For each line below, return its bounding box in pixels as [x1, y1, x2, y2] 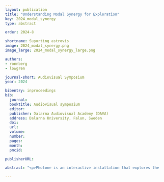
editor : [9, 106, 26, 111]
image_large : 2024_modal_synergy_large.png [5, 48, 96, 53]
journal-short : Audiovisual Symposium [5, 75, 84, 80]
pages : [9, 138, 23, 143]
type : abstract [5, 21, 36, 26]
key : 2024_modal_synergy [5, 16, 56, 21]
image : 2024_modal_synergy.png [5, 43, 69, 48]
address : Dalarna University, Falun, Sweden [9, 116, 102, 121]
